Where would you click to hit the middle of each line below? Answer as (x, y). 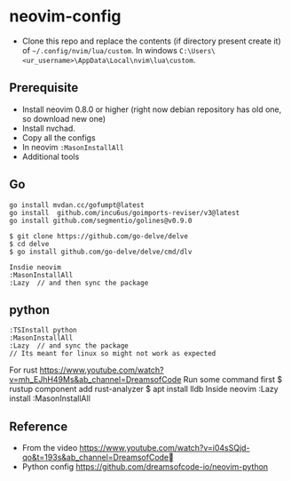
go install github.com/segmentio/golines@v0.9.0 (101, 220)
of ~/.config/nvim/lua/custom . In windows (99, 50)
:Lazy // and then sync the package (79, 283)
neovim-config (65, 16)
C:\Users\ (197, 51)
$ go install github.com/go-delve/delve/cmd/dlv (101, 252)
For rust (24, 370)
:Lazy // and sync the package (69, 346)
